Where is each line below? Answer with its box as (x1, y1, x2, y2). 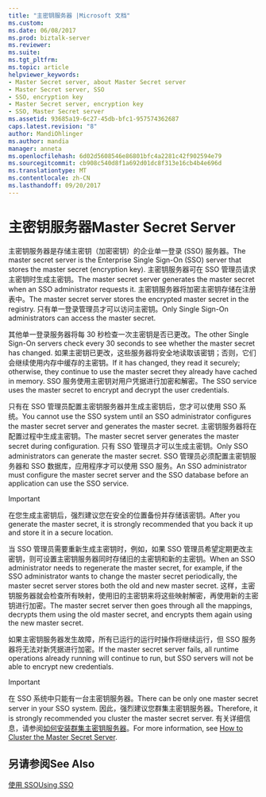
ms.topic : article (8, 64, 69, 72)
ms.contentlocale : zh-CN (8, 174, 91, 183)
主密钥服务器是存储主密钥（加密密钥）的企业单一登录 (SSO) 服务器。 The (8, 246, 246, 255)
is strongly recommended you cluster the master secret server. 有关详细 (8, 713, 244, 723)
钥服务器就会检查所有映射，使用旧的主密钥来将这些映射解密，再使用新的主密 (8, 590, 259, 600)
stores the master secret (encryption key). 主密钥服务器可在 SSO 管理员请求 (8, 264, 256, 274)
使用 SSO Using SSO (8, 780, 74, 789)
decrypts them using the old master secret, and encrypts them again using (8, 609, 253, 619)
